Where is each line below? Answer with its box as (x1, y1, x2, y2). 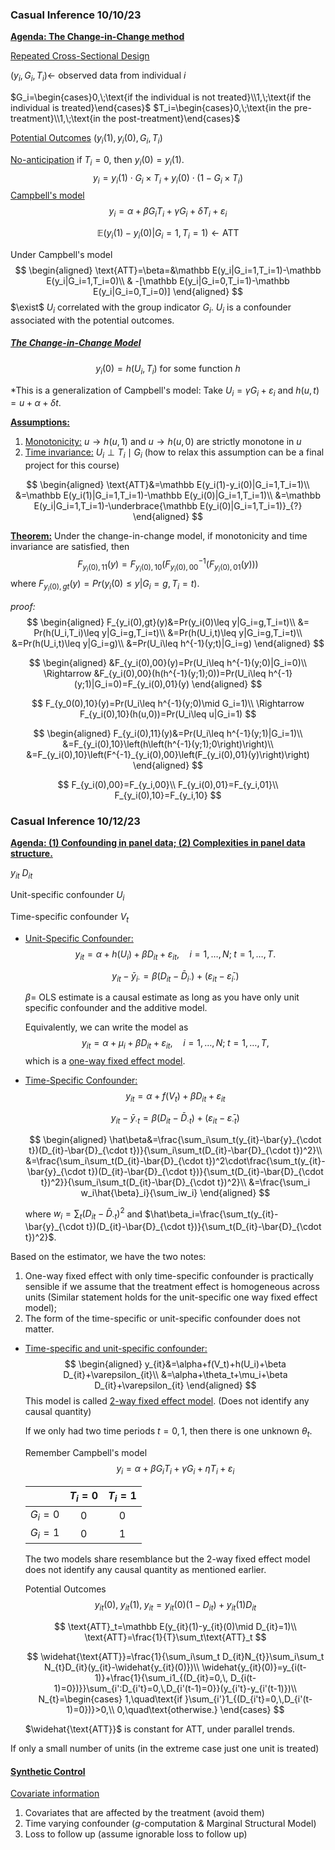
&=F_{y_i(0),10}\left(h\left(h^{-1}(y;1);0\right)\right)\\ (62, 738, 274, 750)
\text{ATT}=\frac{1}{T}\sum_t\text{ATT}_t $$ (84, 1631, 267, 1643)
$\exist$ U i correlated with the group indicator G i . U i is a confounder (10, 301, 292, 315)
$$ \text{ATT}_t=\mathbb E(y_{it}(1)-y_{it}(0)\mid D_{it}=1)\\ (53, 1621, 297, 1633)
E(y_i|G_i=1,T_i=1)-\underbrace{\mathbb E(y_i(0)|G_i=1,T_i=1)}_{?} (33, 500, 303, 512)
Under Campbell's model (10, 249, 113, 261)
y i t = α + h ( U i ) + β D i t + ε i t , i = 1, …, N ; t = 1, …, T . (74, 948, 277, 962)
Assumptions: (10, 416, 71, 428)
